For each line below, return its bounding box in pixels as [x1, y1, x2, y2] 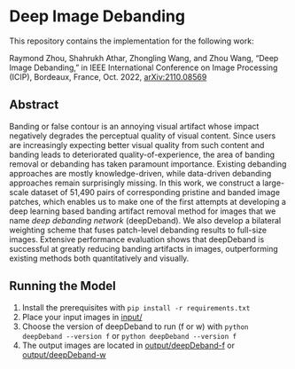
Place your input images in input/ [21, 311, 143, 322]
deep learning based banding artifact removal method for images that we [9, 206, 276, 216]
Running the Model [9, 279, 117, 294]
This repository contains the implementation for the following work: [9, 35, 254, 46]
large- [262, 177, 285, 188]
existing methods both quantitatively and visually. [9, 253, 190, 263]
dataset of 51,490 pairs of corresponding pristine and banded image [30, 186, 281, 197]
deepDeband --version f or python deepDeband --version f [21, 330, 237, 341]
